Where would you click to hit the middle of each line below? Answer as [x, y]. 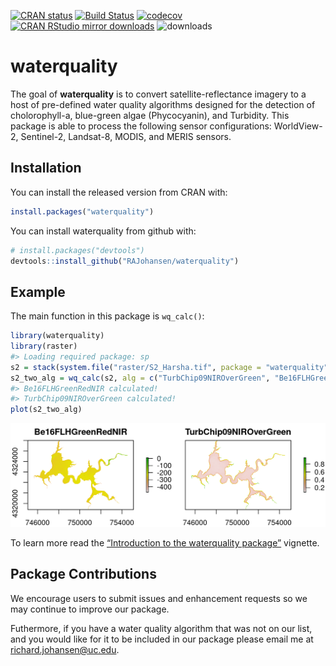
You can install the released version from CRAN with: [119, 192]
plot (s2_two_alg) [46, 410]
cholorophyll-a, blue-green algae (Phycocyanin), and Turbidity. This [150, 115]
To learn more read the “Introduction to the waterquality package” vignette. [165, 543]
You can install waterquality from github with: [103, 231]
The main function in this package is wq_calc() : [107, 316]
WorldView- [298, 126]
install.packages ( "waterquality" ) [82, 211]
